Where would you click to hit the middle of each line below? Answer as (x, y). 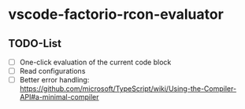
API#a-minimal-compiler (59, 97)
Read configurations (52, 71)
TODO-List (35, 44)
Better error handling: (54, 80)
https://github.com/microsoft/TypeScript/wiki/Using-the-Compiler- (128, 89)
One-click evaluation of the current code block (95, 62)
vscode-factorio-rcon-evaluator (116, 15)
